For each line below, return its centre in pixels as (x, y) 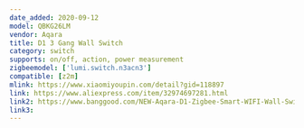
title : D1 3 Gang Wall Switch (66, 43)
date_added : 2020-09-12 (54, 18)
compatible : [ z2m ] (44, 77)
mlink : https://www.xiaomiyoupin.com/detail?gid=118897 (117, 85)
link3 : (22, 110)
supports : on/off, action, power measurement (96, 59)
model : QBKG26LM (40, 26)
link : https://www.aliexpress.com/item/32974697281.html (119, 93)
